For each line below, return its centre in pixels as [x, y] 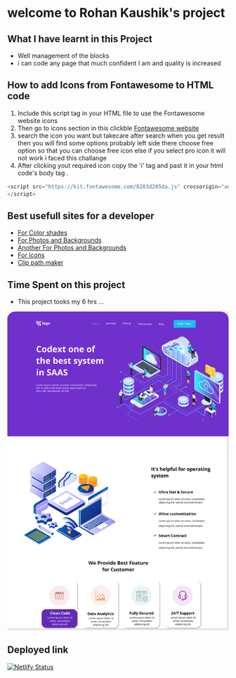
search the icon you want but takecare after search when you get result [121, 136]
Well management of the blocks [63, 56]
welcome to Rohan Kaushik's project [116, 13]
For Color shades [42, 233]
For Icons [31, 255]
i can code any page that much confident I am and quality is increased [119, 63]
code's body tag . [43, 173]
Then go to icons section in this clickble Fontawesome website [108, 128]
